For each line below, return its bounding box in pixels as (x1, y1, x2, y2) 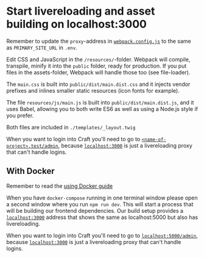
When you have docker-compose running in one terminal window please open (6, 194, 198, 201)
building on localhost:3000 (6, 17, 147, 31)
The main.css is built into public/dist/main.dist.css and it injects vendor (6, 81, 191, 88)
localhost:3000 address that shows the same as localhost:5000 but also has (6, 213, 199, 221)
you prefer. (6, 112, 34, 119)
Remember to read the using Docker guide (6, 182, 113, 190)
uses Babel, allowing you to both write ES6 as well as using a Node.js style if (6, 105, 199, 112)
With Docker (6, 166, 55, 176)
